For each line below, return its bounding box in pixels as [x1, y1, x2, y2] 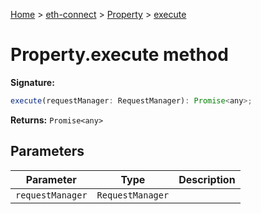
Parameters [10, 143, 85, 160]
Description [178, 172, 236, 186]
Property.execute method [10, 44, 229, 66]
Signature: [10, 76, 55, 88]
